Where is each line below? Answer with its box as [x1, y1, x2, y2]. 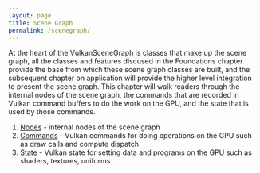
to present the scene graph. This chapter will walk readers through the [8, 82, 240, 91]
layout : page [8, 11, 52, 20]
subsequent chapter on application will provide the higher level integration [8, 73, 253, 83]
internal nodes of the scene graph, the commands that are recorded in [8, 90, 239, 100]
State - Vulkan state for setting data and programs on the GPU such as [19, 148, 253, 157]
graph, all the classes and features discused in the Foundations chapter [8, 56, 243, 66]
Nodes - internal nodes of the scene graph [19, 122, 161, 132]
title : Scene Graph [8, 19, 73, 27]
